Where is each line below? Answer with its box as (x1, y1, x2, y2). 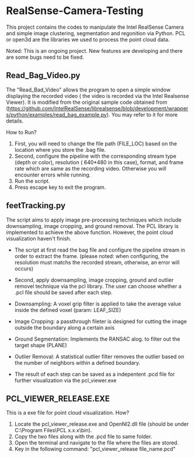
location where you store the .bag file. (14, 146, 106, 153)
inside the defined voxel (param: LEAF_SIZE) (14, 306, 121, 313)
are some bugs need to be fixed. (6, 53, 85, 60)
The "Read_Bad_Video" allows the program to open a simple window (6, 86, 171, 93)
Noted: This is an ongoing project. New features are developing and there (6, 47, 183, 54)
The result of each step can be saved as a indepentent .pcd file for (14, 371, 175, 378)
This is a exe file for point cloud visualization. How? (6, 409, 130, 416)
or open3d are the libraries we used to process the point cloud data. (6, 36, 170, 43)
